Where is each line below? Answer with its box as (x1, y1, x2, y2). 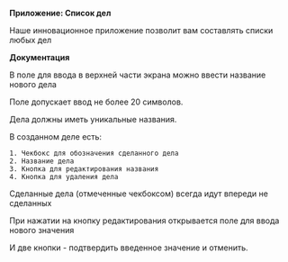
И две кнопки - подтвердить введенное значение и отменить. (9, 242, 249, 253)
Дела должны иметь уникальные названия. (9, 114, 177, 124)
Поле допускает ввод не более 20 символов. (9, 96, 184, 107)
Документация (9, 52, 70, 62)
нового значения (9, 225, 75, 235)
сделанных (9, 198, 52, 208)
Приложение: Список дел (9, 8, 112, 18)
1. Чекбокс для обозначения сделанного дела (9, 149, 179, 158)
